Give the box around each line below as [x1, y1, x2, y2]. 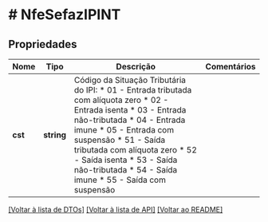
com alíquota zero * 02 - [73, 94, 169, 105]
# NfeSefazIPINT [8, 6, 121, 24]
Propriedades [8, 38, 77, 51]
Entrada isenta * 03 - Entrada [73, 105, 187, 115]
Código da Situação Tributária [73, 74, 186, 85]
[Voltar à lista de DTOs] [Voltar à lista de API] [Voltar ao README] [8, 205, 223, 214]
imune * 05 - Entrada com [73, 125, 174, 135]
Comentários [205, 61, 256, 72]
